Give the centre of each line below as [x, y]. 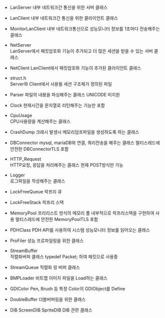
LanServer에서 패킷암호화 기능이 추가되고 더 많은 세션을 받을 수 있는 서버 [81, 51]
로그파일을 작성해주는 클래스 [38, 181]
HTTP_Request [26, 159]
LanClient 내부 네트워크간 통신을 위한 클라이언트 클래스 [64, 18]
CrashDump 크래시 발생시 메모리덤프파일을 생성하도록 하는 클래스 [74, 132]
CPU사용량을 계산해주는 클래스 [40, 121]
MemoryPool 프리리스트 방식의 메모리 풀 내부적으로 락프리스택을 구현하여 [82, 213]
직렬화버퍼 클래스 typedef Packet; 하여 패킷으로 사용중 [64, 257]
